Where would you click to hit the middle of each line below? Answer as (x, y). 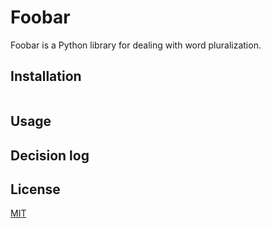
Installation (46, 76)
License (35, 189)
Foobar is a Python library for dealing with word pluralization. (136, 45)
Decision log (50, 155)
